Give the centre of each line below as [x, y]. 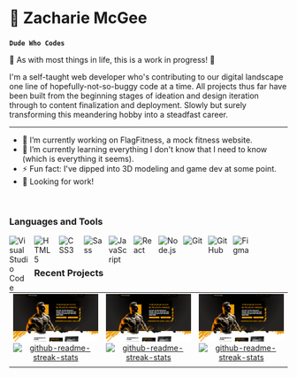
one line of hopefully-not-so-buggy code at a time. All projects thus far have [148, 86]
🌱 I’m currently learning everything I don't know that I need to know [145, 149]
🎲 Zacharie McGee [78, 18]
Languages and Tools [56, 221]
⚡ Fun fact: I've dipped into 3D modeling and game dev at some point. [149, 168]
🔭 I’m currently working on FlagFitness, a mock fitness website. [137, 140]
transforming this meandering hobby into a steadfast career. [118, 114]
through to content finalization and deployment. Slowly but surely [128, 104]
